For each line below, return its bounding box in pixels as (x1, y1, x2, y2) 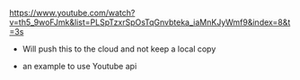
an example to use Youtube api (22, 61, 137, 71)
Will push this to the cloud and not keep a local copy (22, 44, 216, 54)
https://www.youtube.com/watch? (9, 8, 136, 18)
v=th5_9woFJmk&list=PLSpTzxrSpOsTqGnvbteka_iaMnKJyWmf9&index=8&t (9, 17, 291, 28)
